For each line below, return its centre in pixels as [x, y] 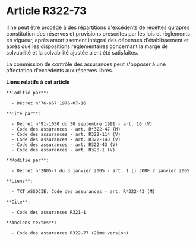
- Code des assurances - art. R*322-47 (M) [66, 129]
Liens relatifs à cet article [38, 82]
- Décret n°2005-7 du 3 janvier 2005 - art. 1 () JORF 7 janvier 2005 [101, 170]
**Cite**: [18, 202]
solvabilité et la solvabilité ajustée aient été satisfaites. [72, 52]
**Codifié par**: [28, 93]
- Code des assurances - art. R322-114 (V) [66, 134]
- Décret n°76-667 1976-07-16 [49, 103]
